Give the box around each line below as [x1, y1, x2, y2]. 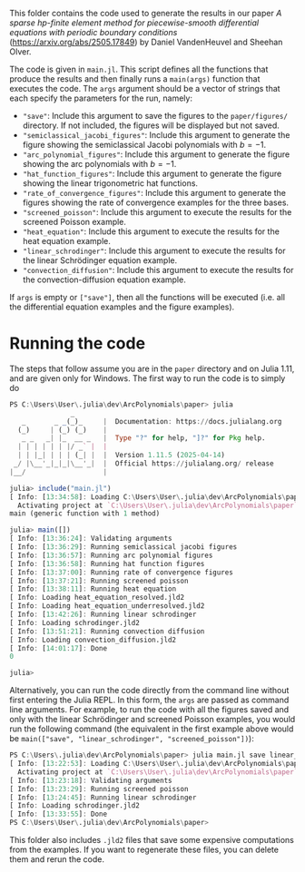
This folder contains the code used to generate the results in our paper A [9, 8, 282, 18]
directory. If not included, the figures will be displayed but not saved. [22, 120, 280, 131]
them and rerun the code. [9, 854, 104, 865]
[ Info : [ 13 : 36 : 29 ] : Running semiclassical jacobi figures [9, 543, 238, 552]
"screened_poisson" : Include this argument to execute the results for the [22, 207, 292, 217]
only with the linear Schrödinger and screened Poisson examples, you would [9, 714, 296, 725]
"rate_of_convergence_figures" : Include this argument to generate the [22, 188, 286, 198]
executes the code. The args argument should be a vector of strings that [9, 83, 280, 93]
